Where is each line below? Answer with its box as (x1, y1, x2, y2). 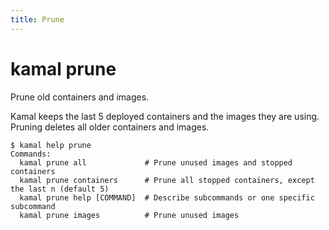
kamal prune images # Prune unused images (19, 210, 240, 220)
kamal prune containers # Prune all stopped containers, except (19, 175, 315, 185)
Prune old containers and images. (10, 91, 150, 103)
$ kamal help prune (10, 140, 92, 150)
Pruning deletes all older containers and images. (10, 121, 210, 133)
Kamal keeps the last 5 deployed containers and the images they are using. (10, 110, 320, 122)
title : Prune (10, 14, 65, 25)
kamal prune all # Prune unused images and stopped (19, 157, 293, 168)
